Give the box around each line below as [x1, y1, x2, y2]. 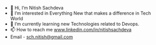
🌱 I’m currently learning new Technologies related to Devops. [10, 21, 140, 27]
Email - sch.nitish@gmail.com [10, 34, 73, 40]
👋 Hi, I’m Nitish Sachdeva [10, 5, 64, 11]
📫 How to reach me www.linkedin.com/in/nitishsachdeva [10, 27, 132, 32]
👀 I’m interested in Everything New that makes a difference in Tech [10, 10, 151, 16]
